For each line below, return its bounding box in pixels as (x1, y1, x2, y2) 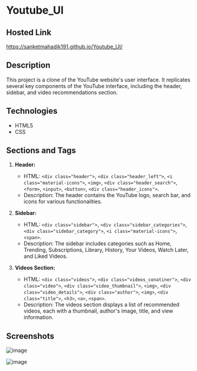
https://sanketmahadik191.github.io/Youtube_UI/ (6, 43, 123, 50)
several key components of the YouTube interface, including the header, (6, 82, 182, 89)
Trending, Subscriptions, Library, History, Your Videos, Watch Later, (23, 247, 189, 254)
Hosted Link (6, 27, 52, 38)
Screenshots (6, 331, 55, 341)
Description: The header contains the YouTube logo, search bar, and (23, 192, 191, 199)
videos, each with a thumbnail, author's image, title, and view (23, 307, 173, 314)
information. (23, 314, 53, 321)
